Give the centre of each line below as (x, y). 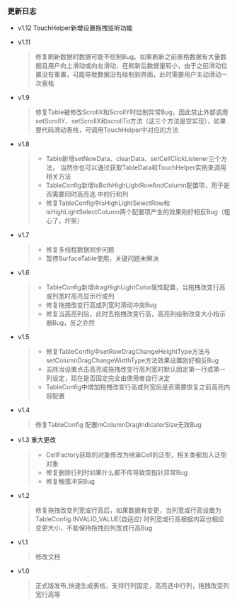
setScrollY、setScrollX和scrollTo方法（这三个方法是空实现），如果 (131, 121)
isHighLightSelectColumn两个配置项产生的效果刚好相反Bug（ (135, 212)
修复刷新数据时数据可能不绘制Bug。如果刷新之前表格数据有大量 (128, 57)
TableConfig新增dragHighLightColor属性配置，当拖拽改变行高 (135, 287)
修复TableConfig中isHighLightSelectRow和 (108, 203)
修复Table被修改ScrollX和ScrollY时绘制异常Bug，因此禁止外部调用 (132, 112)
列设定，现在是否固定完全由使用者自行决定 (108, 378)
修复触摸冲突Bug (70, 482)
